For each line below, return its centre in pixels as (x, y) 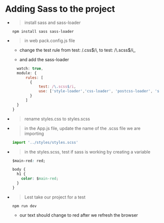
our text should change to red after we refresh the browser (79, 215)
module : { (27, 73)
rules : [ (34, 78)
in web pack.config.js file (50, 41)
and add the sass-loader (44, 59)
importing (34, 134)
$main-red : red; (29, 161)
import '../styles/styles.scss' (45, 142)
